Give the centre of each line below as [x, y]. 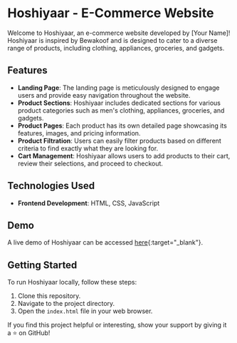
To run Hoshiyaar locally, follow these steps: [72, 282]
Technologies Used [51, 186]
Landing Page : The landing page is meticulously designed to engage [118, 88]
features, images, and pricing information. [79, 133]
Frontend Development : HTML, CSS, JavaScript [89, 203]
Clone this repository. [49, 296]
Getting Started [42, 265]
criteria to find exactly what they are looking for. [88, 148]
